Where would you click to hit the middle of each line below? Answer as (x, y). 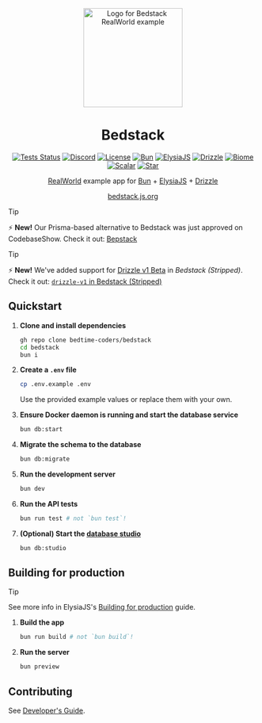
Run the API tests (49, 503)
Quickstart (35, 306)
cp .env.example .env (55, 384)
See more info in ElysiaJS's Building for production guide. (102, 607)
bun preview (39, 667)
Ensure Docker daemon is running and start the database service (129, 415)
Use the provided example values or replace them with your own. (126, 400)
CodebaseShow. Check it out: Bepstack (73, 239)
